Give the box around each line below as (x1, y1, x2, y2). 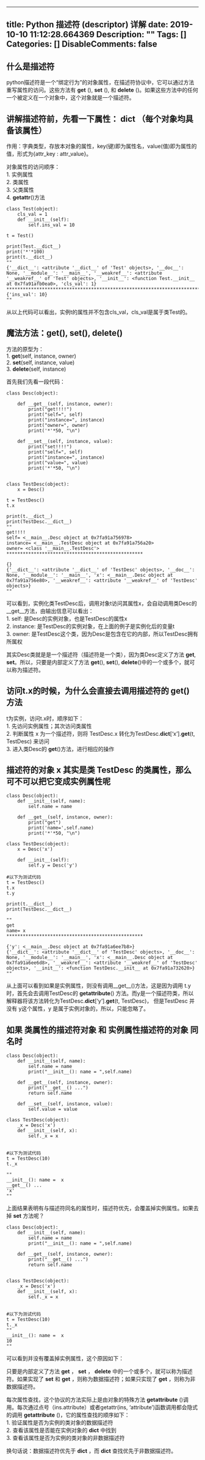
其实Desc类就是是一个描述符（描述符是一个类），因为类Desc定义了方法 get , (6, 651, 196, 658)
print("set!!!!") (28, 443, 72, 450)
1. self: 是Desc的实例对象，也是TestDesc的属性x (6, 615, 128, 622)
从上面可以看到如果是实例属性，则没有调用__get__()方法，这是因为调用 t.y (6, 982, 191, 990)
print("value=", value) (28, 459, 88, 465)
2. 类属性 (6, 179, 29, 186)
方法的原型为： (6, 345, 44, 352)
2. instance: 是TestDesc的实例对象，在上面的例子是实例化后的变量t (6, 622, 175, 630)
